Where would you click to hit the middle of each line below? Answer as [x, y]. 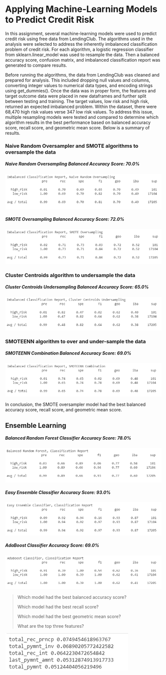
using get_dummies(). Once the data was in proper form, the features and [81, 91]
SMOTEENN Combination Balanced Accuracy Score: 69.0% [68, 353]
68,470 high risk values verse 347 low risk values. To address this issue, [79, 112]
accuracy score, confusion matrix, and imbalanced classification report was [83, 60]
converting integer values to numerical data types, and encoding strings [79, 85]
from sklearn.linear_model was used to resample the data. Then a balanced [83, 54]
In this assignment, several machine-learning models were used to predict [81, 33]
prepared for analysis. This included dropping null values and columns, [78, 80]
